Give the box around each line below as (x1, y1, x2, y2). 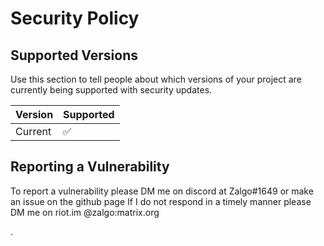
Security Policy (10, 7, 140, 30)
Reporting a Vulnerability (10, 158, 170, 176)
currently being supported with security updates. (10, 84, 213, 96)
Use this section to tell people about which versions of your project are (10, 73, 302, 85)
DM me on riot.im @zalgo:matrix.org (10, 206, 160, 218)
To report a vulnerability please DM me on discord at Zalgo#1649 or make (10, 185, 314, 197)
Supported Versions (10, 47, 138, 64)
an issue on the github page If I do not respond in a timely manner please (10, 195, 312, 207)
